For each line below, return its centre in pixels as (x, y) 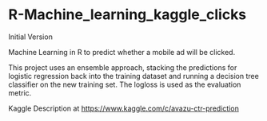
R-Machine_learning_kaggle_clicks (128, 15)
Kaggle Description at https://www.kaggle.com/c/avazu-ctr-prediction (124, 108)
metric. (20, 92)
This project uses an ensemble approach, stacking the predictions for (123, 67)
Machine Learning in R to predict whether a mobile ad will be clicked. (122, 52)
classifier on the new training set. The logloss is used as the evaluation (125, 84)
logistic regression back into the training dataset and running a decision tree (134, 76)
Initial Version (31, 37)
